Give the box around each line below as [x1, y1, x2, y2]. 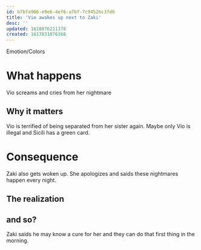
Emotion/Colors [6, 48, 45, 55]
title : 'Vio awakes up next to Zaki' [6, 14, 102, 21]
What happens [6, 69, 82, 83]
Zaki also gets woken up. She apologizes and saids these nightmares [6, 170, 179, 177]
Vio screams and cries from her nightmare [6, 89, 112, 97]
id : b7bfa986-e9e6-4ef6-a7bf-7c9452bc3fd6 [6, 8, 115, 15]
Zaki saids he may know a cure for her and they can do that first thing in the [6, 231, 196, 238]
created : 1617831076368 [6, 31, 67, 37]
